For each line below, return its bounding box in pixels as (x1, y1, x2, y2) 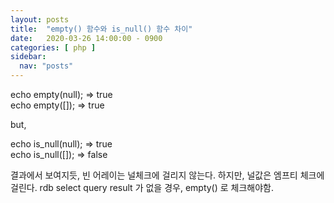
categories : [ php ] (10, 42, 97, 53)
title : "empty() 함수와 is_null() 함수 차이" (10, 24, 193, 34)
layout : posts (10, 14, 70, 25)
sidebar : (10, 52, 47, 62)
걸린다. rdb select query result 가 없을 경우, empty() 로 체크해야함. (10, 182, 275, 193)
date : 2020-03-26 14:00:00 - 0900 (10, 33, 163, 43)
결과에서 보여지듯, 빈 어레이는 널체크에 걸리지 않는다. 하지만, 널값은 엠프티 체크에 (10, 169, 325, 181)
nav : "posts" (19, 61, 74, 71)
